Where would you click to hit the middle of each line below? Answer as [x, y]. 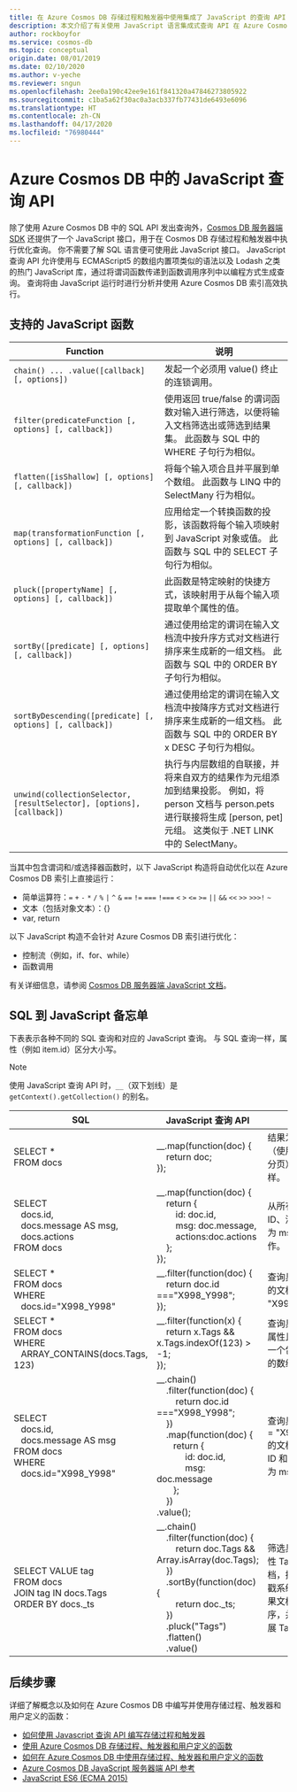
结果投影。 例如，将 [224, 791]
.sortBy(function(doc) [211, 1582]
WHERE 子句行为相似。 [213, 452]
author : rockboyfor [45, 34]
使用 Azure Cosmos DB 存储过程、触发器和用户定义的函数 [127, 1746]
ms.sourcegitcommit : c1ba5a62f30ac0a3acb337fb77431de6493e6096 [128, 100]
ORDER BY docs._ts [54, 1604]
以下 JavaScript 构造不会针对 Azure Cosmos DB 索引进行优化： [125, 936]
